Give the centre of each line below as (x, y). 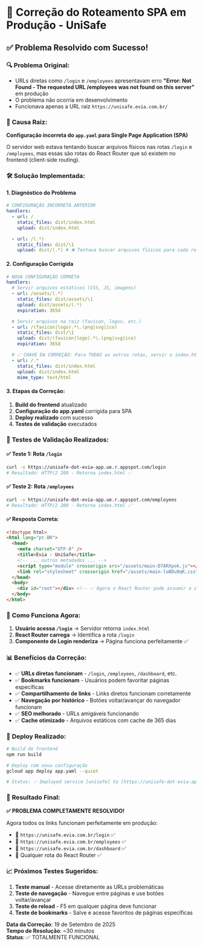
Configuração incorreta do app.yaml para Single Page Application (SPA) (97, 135)
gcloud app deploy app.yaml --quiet (52, 771)
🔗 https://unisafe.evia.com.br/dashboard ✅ (71, 848)
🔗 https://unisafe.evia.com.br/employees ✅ (71, 841)
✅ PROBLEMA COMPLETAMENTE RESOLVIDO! (66, 810)
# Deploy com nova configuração (47, 766)
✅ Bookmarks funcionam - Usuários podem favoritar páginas (92, 680)
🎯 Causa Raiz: (27, 122)
